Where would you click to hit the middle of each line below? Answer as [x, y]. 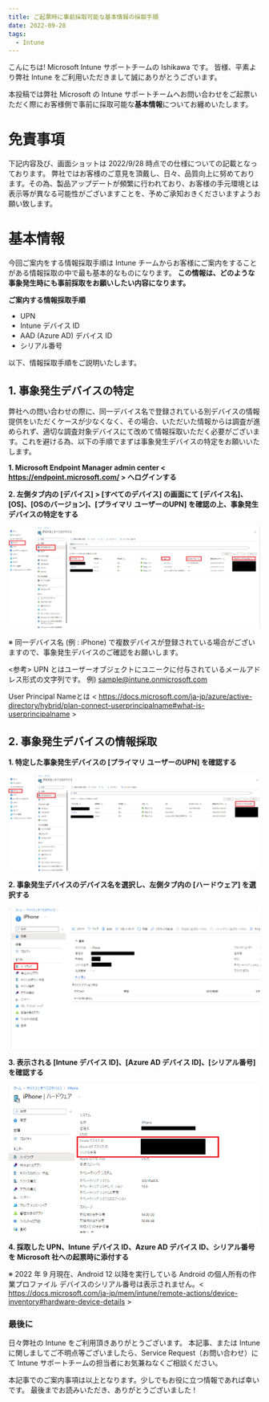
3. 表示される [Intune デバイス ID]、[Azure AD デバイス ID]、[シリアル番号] [132, 1062]
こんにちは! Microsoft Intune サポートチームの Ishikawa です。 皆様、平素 [129, 67]
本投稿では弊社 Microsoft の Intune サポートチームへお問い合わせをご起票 [129, 94]
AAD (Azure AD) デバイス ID [66, 336]
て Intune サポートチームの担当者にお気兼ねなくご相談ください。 [115, 1363]
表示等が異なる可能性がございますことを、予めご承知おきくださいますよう [131, 194]
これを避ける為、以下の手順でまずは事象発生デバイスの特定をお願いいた [141, 441]
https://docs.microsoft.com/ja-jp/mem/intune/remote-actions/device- [123, 1293]
